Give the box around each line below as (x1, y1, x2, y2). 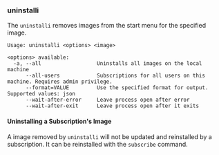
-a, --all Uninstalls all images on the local (13, 60, 202, 67)
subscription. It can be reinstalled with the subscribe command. (7, 140, 188, 148)
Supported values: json (7, 91, 76, 98)
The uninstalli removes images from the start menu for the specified (7, 21, 206, 30)
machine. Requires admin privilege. (7, 78, 113, 85)
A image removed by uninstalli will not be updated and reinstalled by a (7, 132, 212, 140)
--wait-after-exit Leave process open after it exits (25, 102, 199, 109)
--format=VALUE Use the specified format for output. (25, 84, 209, 91)
